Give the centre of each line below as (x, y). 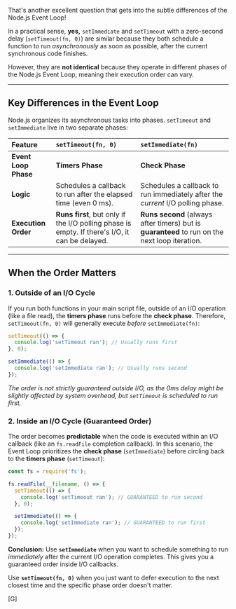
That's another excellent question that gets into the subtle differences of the (118, 10)
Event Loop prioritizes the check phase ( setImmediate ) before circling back (116, 451)
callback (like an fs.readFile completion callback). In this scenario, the (110, 444)
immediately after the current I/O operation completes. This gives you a (111, 556)
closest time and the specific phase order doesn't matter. (91, 585)
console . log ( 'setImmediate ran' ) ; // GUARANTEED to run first (113, 523)
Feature (25, 144)
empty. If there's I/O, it (92, 232)
